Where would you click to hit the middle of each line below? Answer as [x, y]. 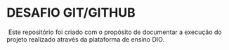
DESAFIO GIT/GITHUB [71, 13]
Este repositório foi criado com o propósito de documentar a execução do [115, 32]
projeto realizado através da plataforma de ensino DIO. [86, 39]
